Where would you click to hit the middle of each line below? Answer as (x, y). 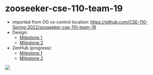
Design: (20, 32)
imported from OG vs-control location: (51, 22)
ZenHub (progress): (32, 48)
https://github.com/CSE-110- (119, 22)
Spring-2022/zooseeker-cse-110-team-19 (54, 27)
